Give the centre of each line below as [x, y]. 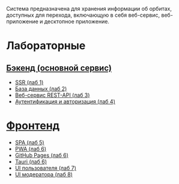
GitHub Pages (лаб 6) [42, 155]
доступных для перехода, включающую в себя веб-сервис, [83, 15]
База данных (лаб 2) [41, 89]
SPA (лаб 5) [29, 142]
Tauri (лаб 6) [31, 161]
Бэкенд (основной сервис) [59, 68]
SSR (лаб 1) [29, 82]
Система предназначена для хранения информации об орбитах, [89, 9]
